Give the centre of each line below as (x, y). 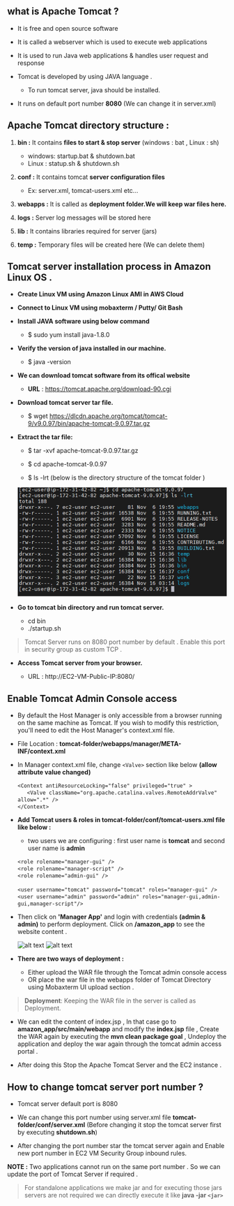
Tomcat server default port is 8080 (68, 1104)
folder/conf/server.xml (51, 1125)
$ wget (38, 416)
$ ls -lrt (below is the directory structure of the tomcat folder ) (116, 478)
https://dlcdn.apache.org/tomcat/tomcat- (108, 416)
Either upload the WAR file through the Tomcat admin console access (127, 972)
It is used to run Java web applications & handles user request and (113, 55)
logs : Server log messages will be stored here (84, 217)
